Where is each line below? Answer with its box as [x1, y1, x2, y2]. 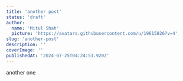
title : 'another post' [6, 8, 62, 15]
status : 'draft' [6, 14, 46, 20]
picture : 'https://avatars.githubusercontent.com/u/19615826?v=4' [11, 31, 178, 37]
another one [6, 69, 36, 76]
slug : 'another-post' [6, 36, 60, 42]
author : [6, 20, 25, 25]
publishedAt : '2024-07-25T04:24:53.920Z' [6, 53, 110, 59]
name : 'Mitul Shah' [11, 25, 60, 31]
